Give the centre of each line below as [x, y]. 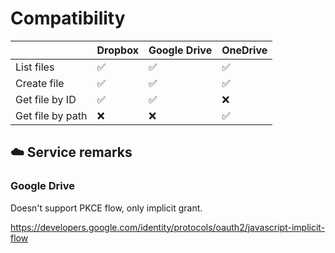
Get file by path [51, 115]
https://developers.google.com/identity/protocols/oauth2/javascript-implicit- [168, 227]
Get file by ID [46, 99]
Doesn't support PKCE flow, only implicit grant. [106, 208]
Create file [40, 83]
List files [35, 67]
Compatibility [68, 18]
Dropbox [117, 50]
